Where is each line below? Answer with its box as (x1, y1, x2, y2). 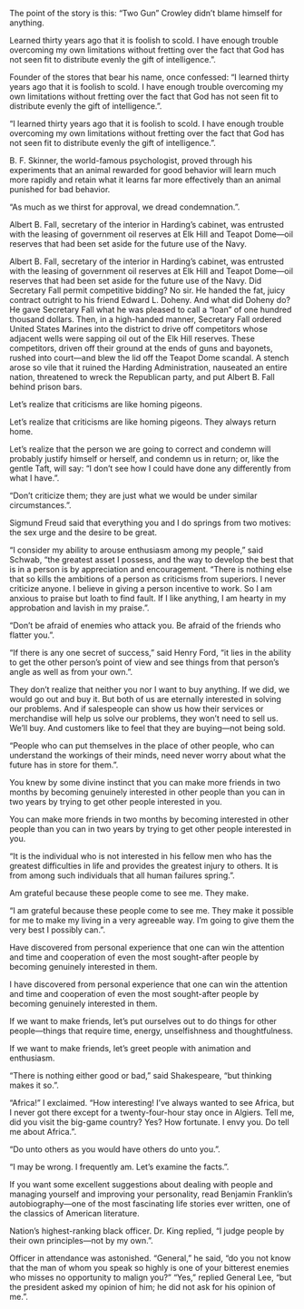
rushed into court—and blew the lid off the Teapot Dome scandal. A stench (9, 353, 289, 363)
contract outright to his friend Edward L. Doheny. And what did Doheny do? (9, 295, 290, 305)
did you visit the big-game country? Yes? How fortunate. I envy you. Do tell (9, 1117, 289, 1128)
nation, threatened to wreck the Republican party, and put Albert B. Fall (9, 372, 275, 382)
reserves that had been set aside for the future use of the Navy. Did (9, 276, 262, 286)
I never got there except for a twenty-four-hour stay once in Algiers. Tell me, (9, 1107, 295, 1118)
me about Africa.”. (9, 1127, 77, 1137)
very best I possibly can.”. (9, 924, 106, 935)
